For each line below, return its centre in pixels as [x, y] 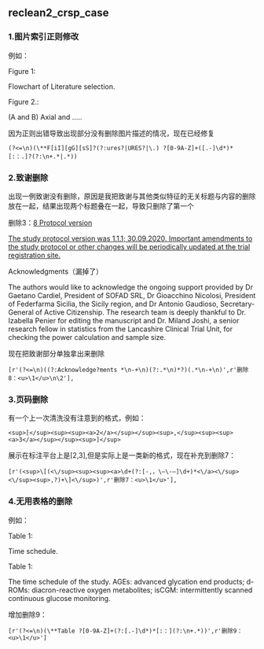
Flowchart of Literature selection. [62, 87]
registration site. [35, 255]
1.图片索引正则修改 [44, 37]
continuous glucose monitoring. [60, 598]
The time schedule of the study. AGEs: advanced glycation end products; [126, 581]
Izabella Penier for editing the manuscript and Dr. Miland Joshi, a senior [124, 320]
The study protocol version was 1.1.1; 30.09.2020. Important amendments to [130, 238]
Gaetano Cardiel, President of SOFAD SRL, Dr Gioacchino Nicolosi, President [132, 295]
